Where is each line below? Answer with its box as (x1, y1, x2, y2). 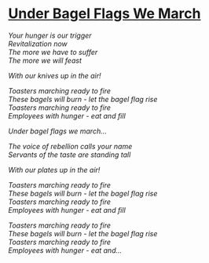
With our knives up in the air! (8, 71, 101, 80)
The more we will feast (8, 56, 82, 65)
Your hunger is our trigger (8, 31, 92, 40)
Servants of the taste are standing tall (8, 150, 131, 159)
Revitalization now (8, 38, 68, 48)
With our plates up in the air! (8, 165, 101, 174)
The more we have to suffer (8, 47, 98, 57)
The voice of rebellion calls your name (8, 141, 133, 151)
